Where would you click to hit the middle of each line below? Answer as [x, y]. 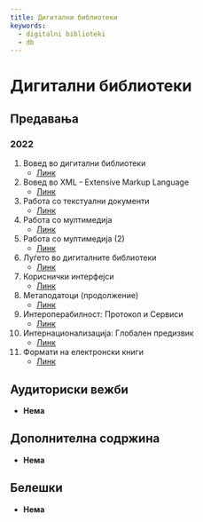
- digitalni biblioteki [62, 34]
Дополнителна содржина [85, 439]
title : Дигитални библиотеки [64, 17]
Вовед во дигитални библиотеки [84, 163]
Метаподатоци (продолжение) [81, 296]
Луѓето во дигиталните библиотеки [90, 257]
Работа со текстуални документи [86, 202]
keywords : [28, 26]
